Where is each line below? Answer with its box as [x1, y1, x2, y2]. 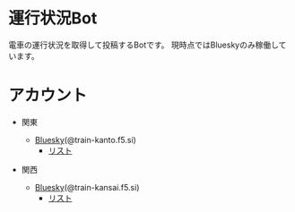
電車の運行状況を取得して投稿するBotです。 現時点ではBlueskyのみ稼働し [8, 39, 279, 50]
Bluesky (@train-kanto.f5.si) [34, 134, 136, 145]
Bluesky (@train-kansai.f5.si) [34, 182, 140, 192]
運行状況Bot [8, 8, 98, 29]
